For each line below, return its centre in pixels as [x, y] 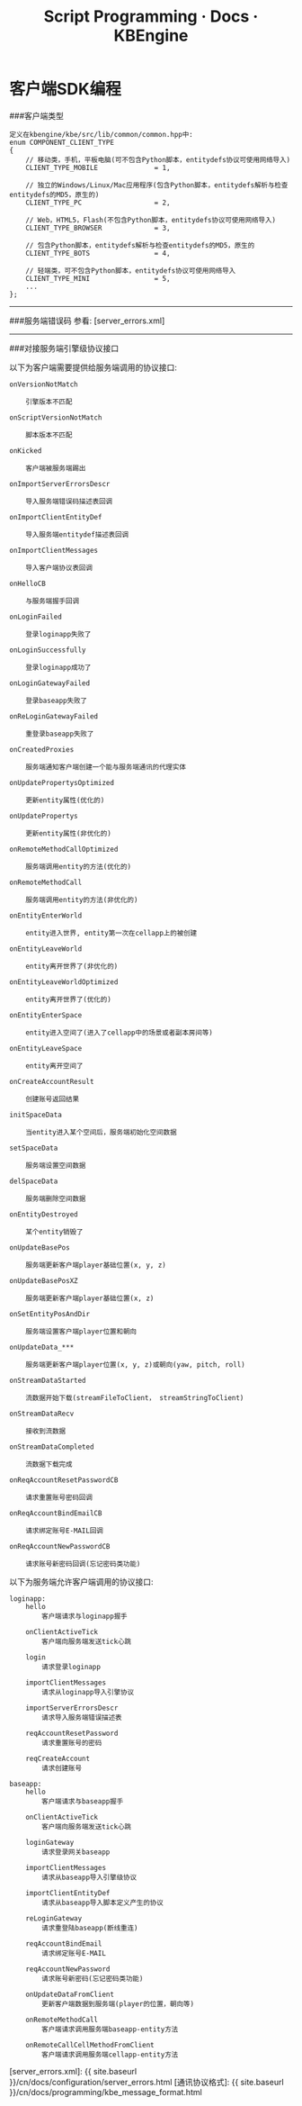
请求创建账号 [62, 1768]
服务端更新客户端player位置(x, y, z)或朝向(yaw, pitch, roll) [135, 1365]
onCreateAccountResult [52, 1081]
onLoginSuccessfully [48, 650]
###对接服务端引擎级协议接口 [64, 348]
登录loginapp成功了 [58, 667]
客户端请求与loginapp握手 [84, 1616]
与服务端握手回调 [52, 601]
